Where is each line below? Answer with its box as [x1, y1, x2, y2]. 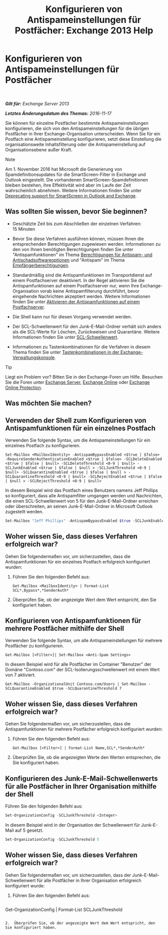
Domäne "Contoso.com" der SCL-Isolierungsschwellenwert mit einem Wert [5, 667, 160, 673]
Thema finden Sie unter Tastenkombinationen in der [12, 349, 119, 355]
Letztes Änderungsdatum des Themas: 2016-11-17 [5, 110, 111, 116]
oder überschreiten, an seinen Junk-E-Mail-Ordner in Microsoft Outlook [5, 503, 153, 509]
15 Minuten [12, 226, 35, 232]
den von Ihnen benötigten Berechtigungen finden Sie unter [12, 246, 133, 252]
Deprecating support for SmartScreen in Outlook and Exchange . [5, 193, 137, 199]
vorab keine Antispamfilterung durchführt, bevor [39, 288, 140, 294]
